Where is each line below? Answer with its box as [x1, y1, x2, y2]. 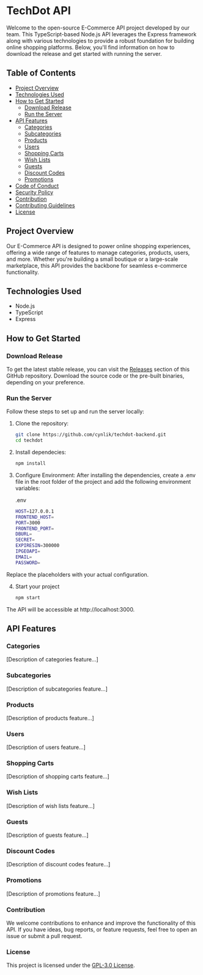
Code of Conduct [15, 182, 59, 189]
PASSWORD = [15, 559, 41, 565]
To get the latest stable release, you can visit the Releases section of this [6, 366, 190, 373]
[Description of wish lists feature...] [6, 802, 95, 809]
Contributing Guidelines [15, 201, 75, 209]
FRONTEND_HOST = [15, 514, 54, 520]
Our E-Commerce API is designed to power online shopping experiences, [6, 242, 191, 249]
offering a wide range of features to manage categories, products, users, [6, 249, 190, 256]
